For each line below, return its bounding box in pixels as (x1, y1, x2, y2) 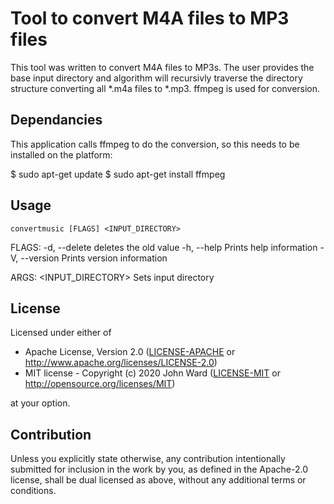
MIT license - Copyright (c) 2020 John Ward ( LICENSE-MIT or (24, 367, 281, 379)
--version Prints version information (20, 252, 168, 264)
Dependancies (10, 112, 103, 129)
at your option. (10, 397, 71, 409)
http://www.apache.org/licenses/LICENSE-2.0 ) (24, 357, 218, 369)
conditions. (10, 485, 57, 497)
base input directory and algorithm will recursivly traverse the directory (10, 72, 303, 84)
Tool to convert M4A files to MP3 (10, 7, 290, 30)
